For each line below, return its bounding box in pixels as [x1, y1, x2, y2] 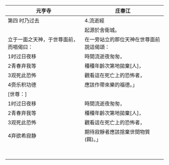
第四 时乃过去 [8, 17, 40, 24]
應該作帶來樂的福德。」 [84, 81, 138, 88]
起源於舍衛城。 [84, 27, 120, 33]
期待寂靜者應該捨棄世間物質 [84, 128, 150, 135]
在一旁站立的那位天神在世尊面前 [84, 36, 160, 43]
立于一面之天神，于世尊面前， [8, 36, 79, 43]
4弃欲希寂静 [8, 132, 37, 139]
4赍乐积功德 [8, 81, 37, 88]
